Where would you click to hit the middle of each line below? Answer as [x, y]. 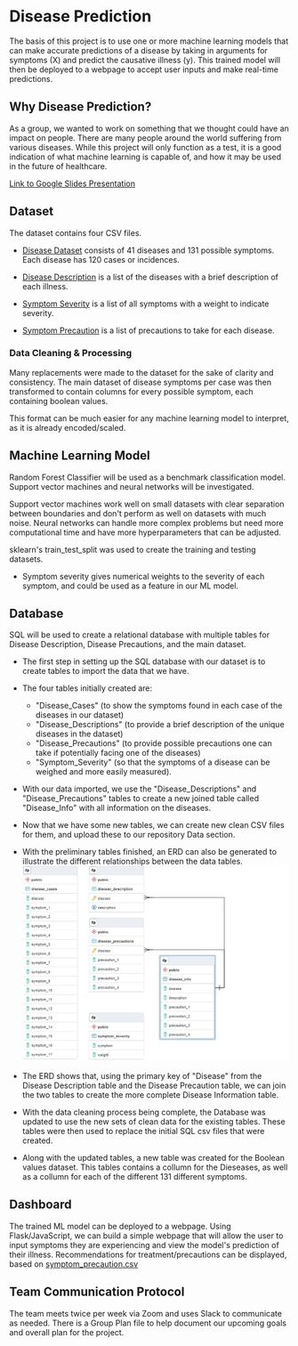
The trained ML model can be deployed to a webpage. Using [120, 1226]
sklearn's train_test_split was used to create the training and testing [133, 549]
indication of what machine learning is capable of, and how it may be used [145, 157]
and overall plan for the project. [67, 1332]
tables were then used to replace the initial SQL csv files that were [143, 1131]
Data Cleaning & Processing [71, 353]
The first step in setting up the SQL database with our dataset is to [144, 661]
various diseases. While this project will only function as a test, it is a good [145, 147]
